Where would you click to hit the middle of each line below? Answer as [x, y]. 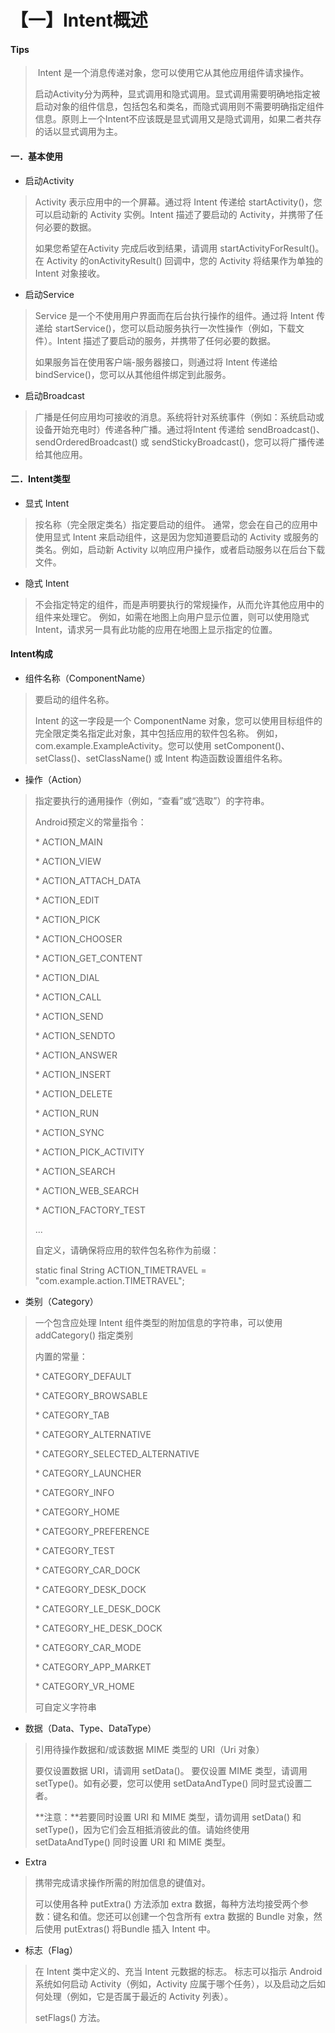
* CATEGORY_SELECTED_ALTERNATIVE [117, 1454]
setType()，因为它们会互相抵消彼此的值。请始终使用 [142, 1829]
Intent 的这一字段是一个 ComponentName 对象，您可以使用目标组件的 [178, 720]
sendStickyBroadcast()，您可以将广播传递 [238, 442]
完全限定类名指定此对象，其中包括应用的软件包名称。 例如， [158, 733]
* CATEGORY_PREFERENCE [92, 1531]
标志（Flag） [51, 1950]
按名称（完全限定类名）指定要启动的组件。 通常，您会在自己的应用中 [176, 524]
